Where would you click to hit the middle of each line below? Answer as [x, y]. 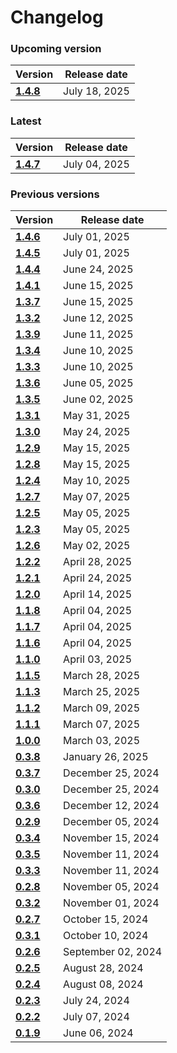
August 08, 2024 [103, 984]
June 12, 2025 [98, 318]
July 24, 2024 [96, 1001]
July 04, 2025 [96, 164]
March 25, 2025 [102, 692]
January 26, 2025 [106, 757]
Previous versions [55, 194]
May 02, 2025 [97, 546]
